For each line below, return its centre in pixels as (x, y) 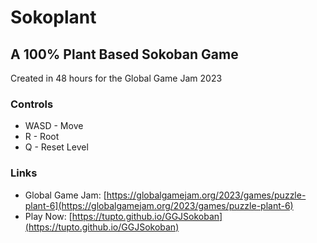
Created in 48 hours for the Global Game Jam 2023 (116, 78)
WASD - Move (54, 126)
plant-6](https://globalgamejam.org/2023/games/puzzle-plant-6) (159, 205)
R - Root (42, 137)
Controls (32, 104)
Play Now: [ (48, 216)
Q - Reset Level (56, 147)
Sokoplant (53, 17)
